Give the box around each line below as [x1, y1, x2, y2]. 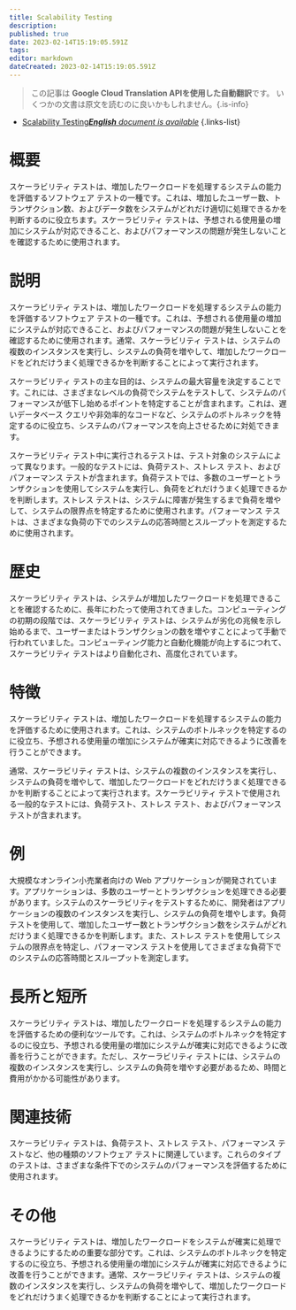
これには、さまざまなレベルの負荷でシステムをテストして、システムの [23, 387, 278, 397]
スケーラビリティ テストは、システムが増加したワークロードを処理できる [9, 592, 274, 603]
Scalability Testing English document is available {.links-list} [21, 116, 241, 127]
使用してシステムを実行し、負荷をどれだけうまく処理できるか [63, 483, 287, 494]
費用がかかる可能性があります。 [9, 1073, 125, 1083]
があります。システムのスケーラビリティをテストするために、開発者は [9, 897, 263, 907]
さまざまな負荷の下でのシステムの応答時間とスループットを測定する [32, 516, 280, 527]
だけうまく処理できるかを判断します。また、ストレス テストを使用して [9, 930, 266, 941]
